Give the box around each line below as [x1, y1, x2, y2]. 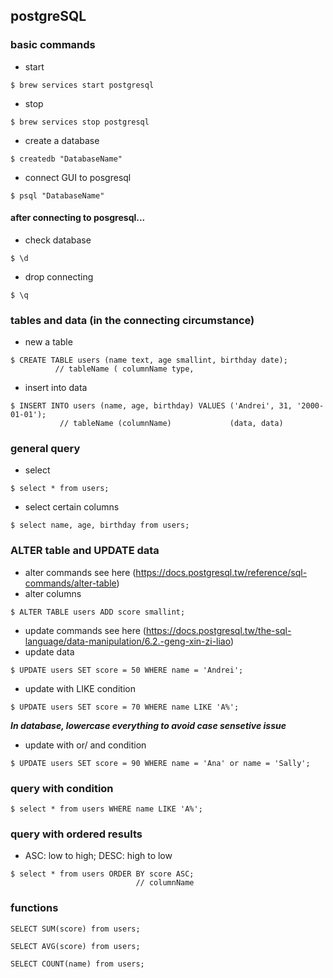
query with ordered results [10, 827, 143, 841]
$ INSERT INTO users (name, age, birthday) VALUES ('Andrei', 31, [10, 401, 293, 411]
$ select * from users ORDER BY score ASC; [10, 869, 195, 879]
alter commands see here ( [24, 566, 137, 578]
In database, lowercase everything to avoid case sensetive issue [10, 719, 287, 731]
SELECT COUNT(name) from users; [10, 959, 145, 969]
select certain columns [24, 501, 120, 513]
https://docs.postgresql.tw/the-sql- [145, 624, 292, 636]
